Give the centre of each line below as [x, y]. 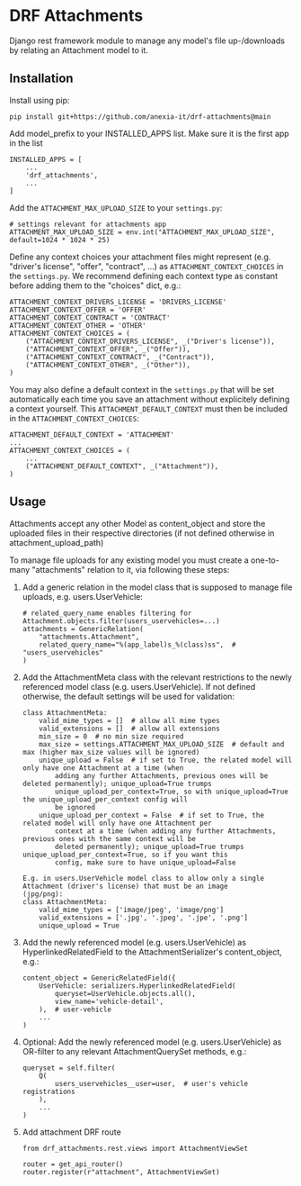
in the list [26, 143]
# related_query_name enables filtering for [107, 613]
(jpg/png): [43, 894]
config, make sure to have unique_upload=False [146, 862]
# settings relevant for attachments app [88, 224]
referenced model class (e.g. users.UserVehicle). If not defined [139, 686]
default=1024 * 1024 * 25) [60, 240]
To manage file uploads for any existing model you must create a [129, 560]
